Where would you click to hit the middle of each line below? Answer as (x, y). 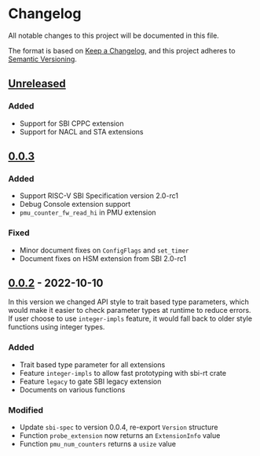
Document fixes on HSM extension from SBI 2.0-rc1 (103, 258)
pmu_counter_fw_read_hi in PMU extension (88, 212)
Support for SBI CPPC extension (71, 123)
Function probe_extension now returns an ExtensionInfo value (120, 436)
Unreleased (37, 84)
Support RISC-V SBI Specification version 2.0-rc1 (99, 196)
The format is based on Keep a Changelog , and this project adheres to (122, 50)
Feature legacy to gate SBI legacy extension (90, 381)
